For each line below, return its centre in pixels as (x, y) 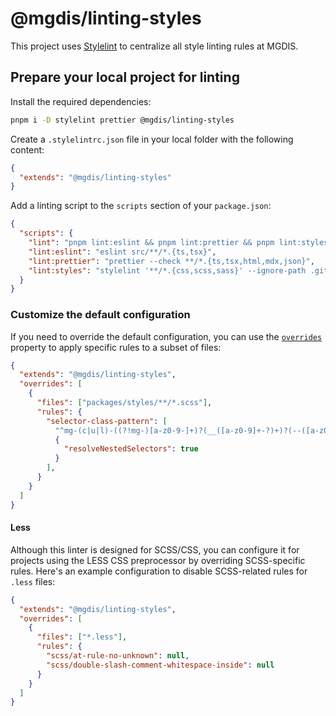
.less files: (33, 581)
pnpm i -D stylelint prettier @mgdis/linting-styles (122, 120)
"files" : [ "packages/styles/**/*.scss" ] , (124, 403)
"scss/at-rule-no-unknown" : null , (118, 656)
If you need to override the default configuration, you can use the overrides (166, 336)
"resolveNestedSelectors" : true (131, 449)
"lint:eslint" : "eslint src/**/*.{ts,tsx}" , (122, 252)
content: (27, 149)
